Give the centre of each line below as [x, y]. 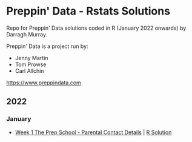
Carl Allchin [29, 70]
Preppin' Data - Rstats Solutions [88, 11]
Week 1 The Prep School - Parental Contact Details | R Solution [93, 132]
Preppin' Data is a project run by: [48, 46]
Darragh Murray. [27, 34]
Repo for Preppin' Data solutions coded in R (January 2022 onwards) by [96, 28]
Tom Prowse [31, 64]
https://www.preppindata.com [44, 83]
